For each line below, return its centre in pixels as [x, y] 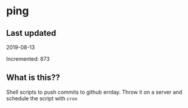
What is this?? [33, 78]
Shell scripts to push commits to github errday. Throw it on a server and [94, 92]
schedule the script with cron [42, 98]
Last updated [31, 33]
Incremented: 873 [28, 59]
